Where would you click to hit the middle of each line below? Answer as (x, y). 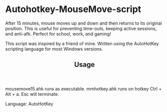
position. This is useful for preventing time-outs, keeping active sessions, (81, 28)
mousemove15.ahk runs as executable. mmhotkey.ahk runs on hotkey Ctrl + (83, 89)
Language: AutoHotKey (29, 104)
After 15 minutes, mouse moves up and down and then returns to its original (83, 23)
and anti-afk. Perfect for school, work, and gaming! (58, 34)
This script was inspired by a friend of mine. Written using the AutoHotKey (82, 43)
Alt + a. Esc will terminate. (32, 94)
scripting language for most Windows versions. (54, 49)
